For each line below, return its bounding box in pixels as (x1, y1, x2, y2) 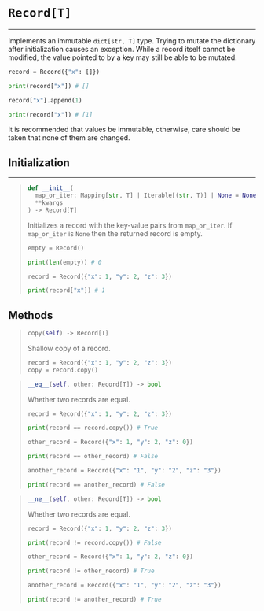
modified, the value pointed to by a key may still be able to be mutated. (8, 53, 237, 62)
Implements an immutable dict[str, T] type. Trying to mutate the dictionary (8, 35, 256, 45)
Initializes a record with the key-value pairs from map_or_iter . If (27, 220, 233, 230)
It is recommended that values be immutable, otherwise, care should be (8, 124, 240, 135)
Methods (8, 309, 53, 322)
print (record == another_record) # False (27, 480, 166, 489)
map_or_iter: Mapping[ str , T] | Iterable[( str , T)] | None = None (35, 191, 257, 200)
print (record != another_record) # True (27, 596, 162, 604)
